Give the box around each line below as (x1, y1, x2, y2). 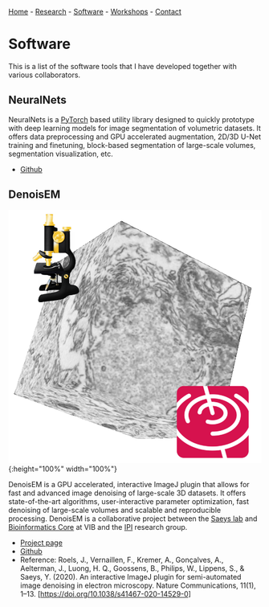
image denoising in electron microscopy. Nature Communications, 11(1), (19, 580, 257, 590)
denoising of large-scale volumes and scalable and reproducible (8, 505, 222, 515)
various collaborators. (8, 70, 81, 80)
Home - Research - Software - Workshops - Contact (8, 7, 182, 16)
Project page (19, 538, 63, 548)
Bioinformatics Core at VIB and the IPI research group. (8, 522, 188, 531)
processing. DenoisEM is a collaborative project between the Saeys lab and (8, 514, 258, 523)
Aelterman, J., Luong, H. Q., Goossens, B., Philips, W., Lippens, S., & (19, 563, 245, 573)
